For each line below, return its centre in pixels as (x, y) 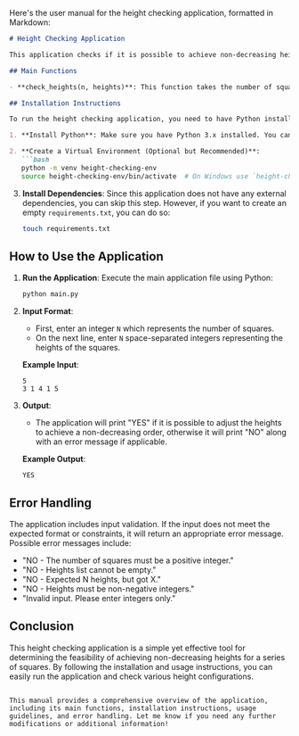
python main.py (50, 294)
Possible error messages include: (70, 543)
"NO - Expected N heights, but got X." (92, 579)
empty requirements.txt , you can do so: (96, 212)
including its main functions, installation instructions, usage (133, 708)
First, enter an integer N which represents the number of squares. (154, 328)
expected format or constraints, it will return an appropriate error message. (147, 533)
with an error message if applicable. (101, 442)
